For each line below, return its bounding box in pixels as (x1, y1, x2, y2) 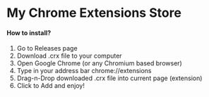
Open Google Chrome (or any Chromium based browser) (16, 59, 183, 67)
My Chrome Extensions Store (6, 5, 181, 21)
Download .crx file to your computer (16, 51, 122, 60)
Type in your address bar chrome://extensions (16, 67, 153, 75)
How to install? (6, 28, 52, 37)
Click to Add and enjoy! (16, 82, 85, 90)
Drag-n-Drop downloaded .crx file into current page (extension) (16, 74, 203, 82)
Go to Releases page (16, 44, 78, 53)
